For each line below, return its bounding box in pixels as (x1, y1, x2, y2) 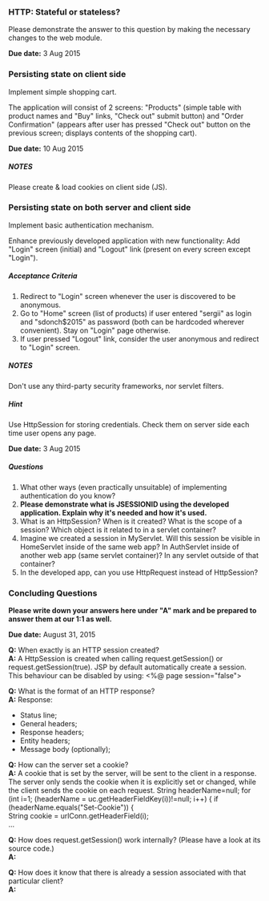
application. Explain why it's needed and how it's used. (19, 507, 207, 517)
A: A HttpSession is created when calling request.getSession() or (8, 654, 223, 664)
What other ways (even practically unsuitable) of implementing (19, 482, 227, 491)
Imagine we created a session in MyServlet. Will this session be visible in (19, 533, 260, 543)
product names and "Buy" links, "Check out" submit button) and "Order (8, 111, 244, 120)
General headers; (19, 719, 78, 729)
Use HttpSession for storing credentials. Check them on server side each (8, 419, 250, 429)
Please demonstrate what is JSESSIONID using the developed (19, 499, 230, 509)
